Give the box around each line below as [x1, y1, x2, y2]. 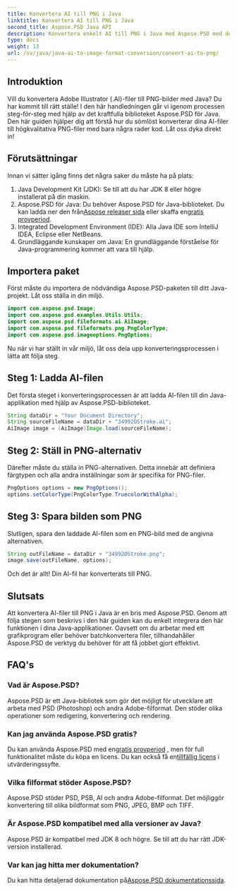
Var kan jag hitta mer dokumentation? [7, 860, 139, 870]
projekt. [7, 291, 30, 300]
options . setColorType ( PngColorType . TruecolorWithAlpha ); [7, 491, 178, 498]
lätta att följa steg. [7, 351, 60, 360]
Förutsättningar [7, 152, 78, 164]
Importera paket [7, 265, 80, 277]
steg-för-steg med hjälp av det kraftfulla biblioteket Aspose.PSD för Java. [7, 109, 221, 118]
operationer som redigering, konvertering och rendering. [7, 711, 171, 720]
